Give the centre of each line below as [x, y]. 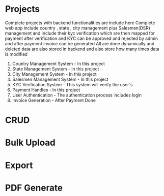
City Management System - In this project [54, 74]
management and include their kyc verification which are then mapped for [80, 33]
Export [19, 165]
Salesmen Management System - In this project [60, 79]
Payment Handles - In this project [46, 90]
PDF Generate [34, 188]
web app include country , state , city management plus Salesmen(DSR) [78, 28]
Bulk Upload [30, 143]
